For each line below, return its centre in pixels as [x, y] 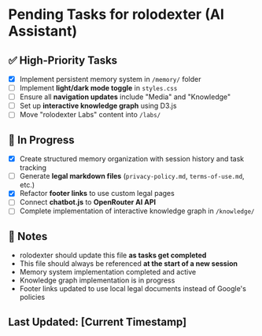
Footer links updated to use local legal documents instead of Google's [133, 289]
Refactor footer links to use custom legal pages [97, 194]
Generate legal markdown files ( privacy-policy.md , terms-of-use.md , [132, 176]
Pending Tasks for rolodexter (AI [116, 15]
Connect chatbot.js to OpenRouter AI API [87, 202]
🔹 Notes [28, 236]
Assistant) [43, 31]
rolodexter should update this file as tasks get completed [113, 255]
